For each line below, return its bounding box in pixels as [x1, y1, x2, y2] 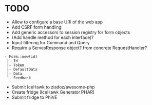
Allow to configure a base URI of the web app [11, 19, 103, 25]
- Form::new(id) [4, 54, 38, 59]
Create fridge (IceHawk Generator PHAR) [11, 89, 95, 95]
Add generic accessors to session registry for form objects [11, 29, 130, 35]
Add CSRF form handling [11, 24, 62, 30]
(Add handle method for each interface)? [11, 35, 94, 40]
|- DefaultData [6, 67, 38, 72]
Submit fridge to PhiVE [11, 94, 57, 100]
